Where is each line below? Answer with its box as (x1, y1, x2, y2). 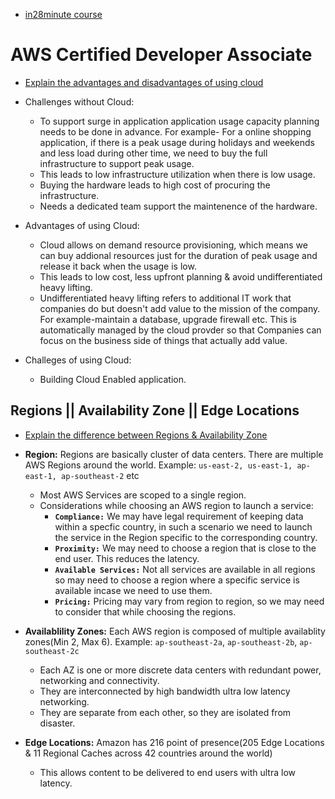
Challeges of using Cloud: (24, 354, 132, 366)
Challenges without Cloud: (24, 95, 135, 108)
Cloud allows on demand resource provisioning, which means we (39, 239, 308, 251)
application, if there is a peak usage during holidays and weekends (39, 136, 315, 148)
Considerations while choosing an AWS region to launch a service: (39, 499, 314, 511)
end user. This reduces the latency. (54, 552, 200, 564)
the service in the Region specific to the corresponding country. (54, 531, 318, 543)
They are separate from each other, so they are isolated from (39, 706, 292, 718)
